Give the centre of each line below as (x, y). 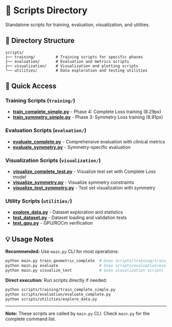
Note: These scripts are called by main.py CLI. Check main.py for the (78, 314)
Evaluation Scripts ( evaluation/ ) (46, 130)
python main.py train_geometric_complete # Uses (59, 261)
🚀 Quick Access (31, 86)
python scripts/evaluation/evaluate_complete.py (58, 294)
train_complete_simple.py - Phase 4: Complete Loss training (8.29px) (87, 112)
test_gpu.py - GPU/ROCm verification (53, 223)
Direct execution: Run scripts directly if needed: (56, 280)
